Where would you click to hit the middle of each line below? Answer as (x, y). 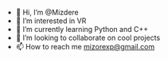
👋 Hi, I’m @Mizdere (47, 12)
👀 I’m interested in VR (51, 21)
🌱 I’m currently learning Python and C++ (82, 29)
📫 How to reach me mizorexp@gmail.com (85, 47)
